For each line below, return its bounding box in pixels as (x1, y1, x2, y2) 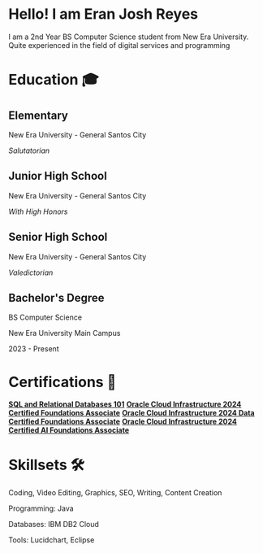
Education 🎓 (8, 71, 99, 89)
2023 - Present (8, 344, 59, 354)
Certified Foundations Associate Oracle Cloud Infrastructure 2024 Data (8, 408, 255, 418)
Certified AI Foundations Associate (8, 425, 130, 435)
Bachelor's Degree (8, 290, 105, 305)
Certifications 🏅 (8, 372, 117, 391)
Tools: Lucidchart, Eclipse (8, 535, 95, 545)
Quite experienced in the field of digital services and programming (8, 40, 231, 50)
